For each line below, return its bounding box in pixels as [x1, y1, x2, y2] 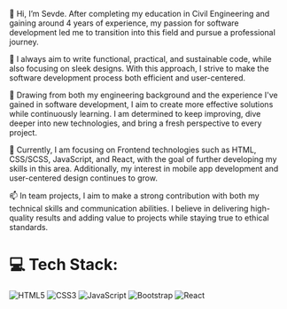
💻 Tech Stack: [9, 255, 119, 274]
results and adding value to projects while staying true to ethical [35, 212, 269, 223]
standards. [9, 222, 49, 232]
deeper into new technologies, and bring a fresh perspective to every [9, 118, 262, 128]
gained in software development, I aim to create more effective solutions [9, 99, 274, 110]
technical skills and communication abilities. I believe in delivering [9, 204, 249, 213]
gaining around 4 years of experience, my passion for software [9, 18, 239, 28]
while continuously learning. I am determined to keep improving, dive [9, 109, 261, 119]
